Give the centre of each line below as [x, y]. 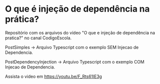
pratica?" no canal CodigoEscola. [38, 38]
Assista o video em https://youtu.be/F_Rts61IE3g [53, 76]
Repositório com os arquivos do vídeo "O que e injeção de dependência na [80, 33]
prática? [22, 19]
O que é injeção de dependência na [77, 9]
